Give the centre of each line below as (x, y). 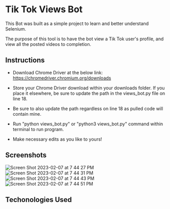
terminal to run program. (38, 129)
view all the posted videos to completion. (48, 44)
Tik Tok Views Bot (44, 9)
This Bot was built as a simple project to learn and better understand (77, 23)
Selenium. (16, 29)
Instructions (25, 60)
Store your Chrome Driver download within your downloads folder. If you (89, 88)
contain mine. (27, 114)
